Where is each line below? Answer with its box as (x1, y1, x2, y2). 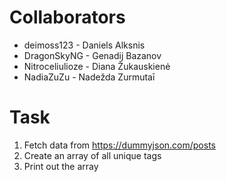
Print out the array (23, 160, 99, 172)
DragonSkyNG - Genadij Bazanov (23, 49, 162, 61)
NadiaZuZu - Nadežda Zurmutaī (23, 71, 156, 83)
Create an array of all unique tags (23, 149, 162, 161)
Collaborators (9, 6, 126, 29)
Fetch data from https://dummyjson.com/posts (23, 139, 216, 151)
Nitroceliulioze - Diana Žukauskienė (23, 60, 171, 72)
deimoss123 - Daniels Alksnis (23, 39, 146, 51)
